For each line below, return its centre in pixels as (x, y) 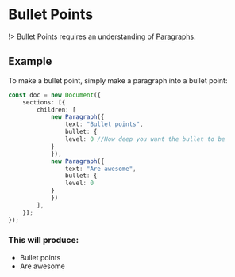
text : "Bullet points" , (104, 124)
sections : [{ (44, 102)
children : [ (57, 110)
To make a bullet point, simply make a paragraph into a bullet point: (118, 80)
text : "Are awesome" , (100, 169)
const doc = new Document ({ (55, 95)
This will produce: (44, 241)
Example (30, 61)
